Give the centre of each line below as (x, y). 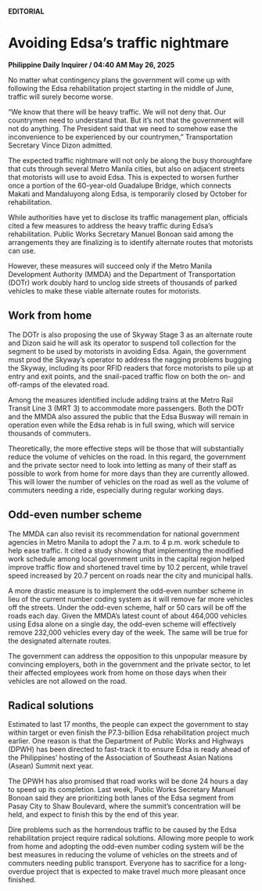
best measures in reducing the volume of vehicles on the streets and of (123, 855)
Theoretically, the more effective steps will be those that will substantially (126, 448)
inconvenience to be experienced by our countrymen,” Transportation (120, 137)
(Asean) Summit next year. (51, 766)
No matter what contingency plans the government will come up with (119, 80)
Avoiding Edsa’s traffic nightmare (118, 43)
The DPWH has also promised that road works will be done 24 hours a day (128, 781)
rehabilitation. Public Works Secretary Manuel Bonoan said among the (121, 234)
